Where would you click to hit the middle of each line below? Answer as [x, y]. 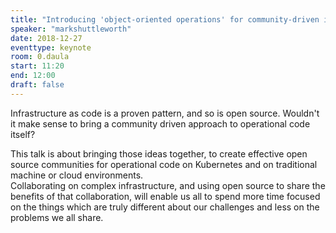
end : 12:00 [33, 76]
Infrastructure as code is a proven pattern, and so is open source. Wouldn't [165, 113]
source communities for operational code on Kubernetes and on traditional [164, 164]
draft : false [37, 85]
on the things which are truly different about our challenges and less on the [165, 207]
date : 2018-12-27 [46, 38]
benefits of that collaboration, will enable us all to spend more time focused [165, 196]
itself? [23, 134]
